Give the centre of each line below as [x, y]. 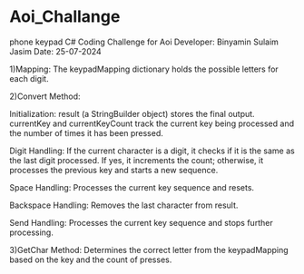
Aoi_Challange [65, 17]
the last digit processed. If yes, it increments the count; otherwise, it [137, 160]
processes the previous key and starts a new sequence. [114, 170]
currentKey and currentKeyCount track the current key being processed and [152, 123]
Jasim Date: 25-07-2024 [55, 51]
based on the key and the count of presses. [91, 259]
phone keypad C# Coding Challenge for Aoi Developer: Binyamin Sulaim [144, 42]
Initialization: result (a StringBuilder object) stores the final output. [132, 113]
